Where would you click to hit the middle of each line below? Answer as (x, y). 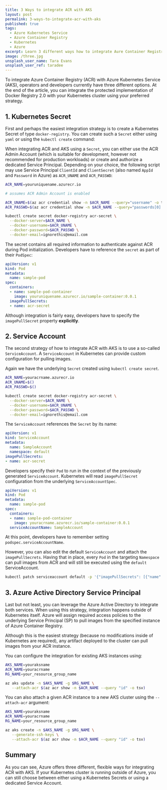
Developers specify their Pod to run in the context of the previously (73, 471)
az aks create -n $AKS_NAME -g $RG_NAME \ (50, 730)
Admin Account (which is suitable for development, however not (71, 154)
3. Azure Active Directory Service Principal (73, 593)
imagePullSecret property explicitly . (42, 320)
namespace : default (30, 452)
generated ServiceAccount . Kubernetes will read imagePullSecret (72, 476)
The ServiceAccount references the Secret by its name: (61, 424)
